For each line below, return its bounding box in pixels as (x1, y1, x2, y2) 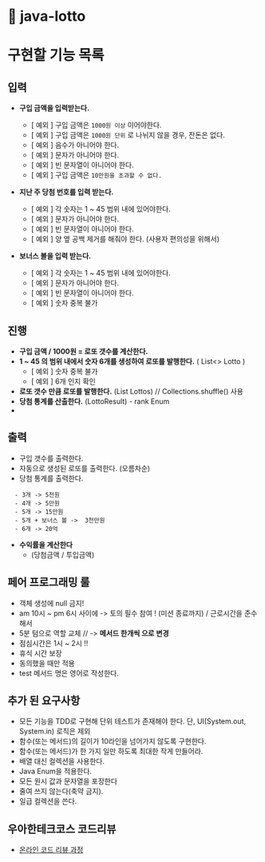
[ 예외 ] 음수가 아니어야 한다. (30, 140, 120, 150)
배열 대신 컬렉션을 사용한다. (18, 756, 105, 766)
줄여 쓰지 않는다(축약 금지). (18, 787, 104, 796)
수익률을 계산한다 (18, 540, 73, 549)
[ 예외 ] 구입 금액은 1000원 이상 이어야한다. (30, 120, 162, 130)
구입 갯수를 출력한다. (18, 453, 84, 463)
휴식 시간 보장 (18, 648, 62, 658)
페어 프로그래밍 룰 (7, 576, 90, 589)
